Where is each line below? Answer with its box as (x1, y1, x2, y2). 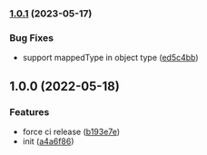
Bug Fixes (9, 31, 54, 44)
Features (9, 105, 50, 118)
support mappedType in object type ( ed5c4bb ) (22, 53, 199, 63)
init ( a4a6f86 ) (22, 135, 74, 147)
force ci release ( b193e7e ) (22, 126, 121, 137)
